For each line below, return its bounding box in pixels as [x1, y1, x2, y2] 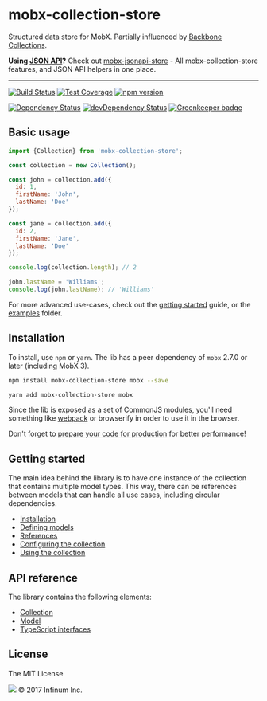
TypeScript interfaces [19, 625, 91, 634]
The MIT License [8, 668, 64, 678]
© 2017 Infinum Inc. [17, 685, 83, 695]
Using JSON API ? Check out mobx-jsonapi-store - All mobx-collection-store [8, 56, 258, 65]
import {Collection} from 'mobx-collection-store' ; [8, 147, 183, 155]
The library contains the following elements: [8, 592, 153, 602]
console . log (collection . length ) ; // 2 [8, 264, 137, 272]
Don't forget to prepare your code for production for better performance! [8, 429, 246, 439]
